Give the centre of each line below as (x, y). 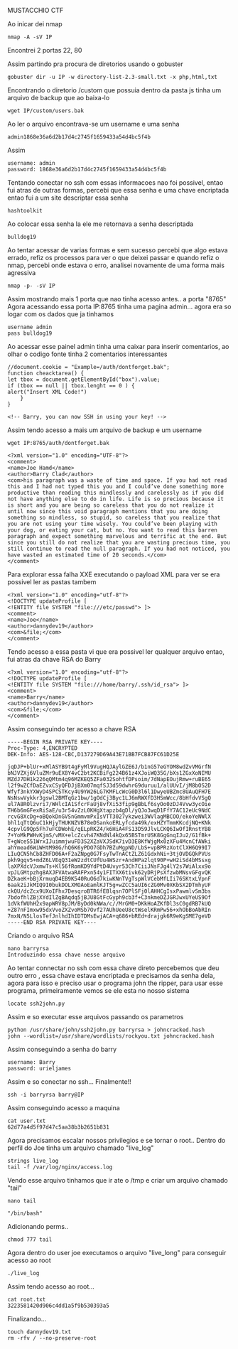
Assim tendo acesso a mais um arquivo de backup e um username (105, 430)
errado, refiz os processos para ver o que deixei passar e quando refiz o (113, 258)
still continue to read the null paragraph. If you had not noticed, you (119, 549)
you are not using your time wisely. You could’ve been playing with (113, 524)
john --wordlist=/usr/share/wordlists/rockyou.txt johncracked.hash (111, 1036)
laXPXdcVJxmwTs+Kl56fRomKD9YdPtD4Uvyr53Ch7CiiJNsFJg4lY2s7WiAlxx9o (109, 866)
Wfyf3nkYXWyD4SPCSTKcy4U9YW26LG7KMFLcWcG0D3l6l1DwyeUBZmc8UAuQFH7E (109, 792)
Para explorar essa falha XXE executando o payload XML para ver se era (114, 574)
